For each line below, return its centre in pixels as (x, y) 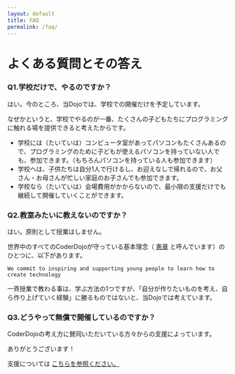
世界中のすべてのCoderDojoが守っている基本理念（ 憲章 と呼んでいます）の (116, 247)
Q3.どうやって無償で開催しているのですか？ (81, 318)
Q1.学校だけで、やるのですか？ (60, 87)
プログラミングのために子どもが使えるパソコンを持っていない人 (122, 151)
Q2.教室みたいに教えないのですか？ (67, 215)
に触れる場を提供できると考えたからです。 (68, 128)
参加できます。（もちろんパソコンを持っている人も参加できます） (123, 160)
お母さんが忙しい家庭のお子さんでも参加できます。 (109, 178)
